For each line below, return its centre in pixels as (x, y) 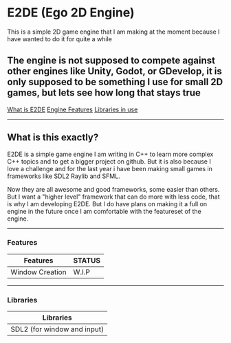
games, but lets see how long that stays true (104, 93)
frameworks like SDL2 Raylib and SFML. (64, 176)
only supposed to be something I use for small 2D (115, 82)
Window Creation (38, 272)
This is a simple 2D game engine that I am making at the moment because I (113, 32)
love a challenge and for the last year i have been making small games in (110, 168)
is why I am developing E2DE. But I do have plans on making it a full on (107, 203)
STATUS (87, 261)
